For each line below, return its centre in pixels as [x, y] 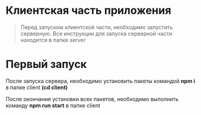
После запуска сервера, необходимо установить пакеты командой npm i [101, 81]
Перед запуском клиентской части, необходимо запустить [97, 27]
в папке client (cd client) [37, 87]
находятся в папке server [53, 40]
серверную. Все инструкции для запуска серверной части [96, 33]
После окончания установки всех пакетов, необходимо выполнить [92, 99]
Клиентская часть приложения [88, 11]
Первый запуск [46, 64]
